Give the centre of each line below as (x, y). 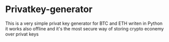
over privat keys (22, 34)
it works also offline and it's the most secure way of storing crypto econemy (85, 28)
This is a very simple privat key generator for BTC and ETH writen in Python (84, 23)
